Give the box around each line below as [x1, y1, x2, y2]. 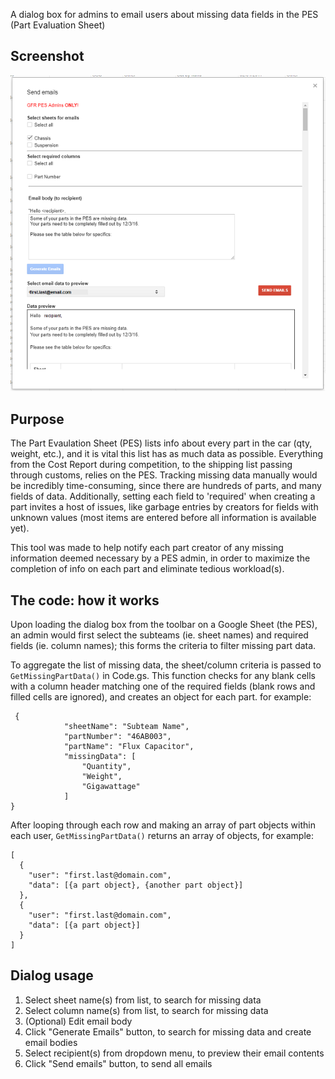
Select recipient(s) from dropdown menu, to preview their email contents [24, 1047, 325, 1059]
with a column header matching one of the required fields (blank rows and [10, 680, 316, 693]
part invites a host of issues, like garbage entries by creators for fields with [10, 501, 319, 513]
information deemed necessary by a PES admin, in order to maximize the [10, 552, 311, 564]
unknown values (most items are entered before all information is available [10, 512, 317, 524]
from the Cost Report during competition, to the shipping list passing [10, 459, 293, 471]
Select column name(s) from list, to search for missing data [24, 1004, 269, 1016]
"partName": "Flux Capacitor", [63, 742, 195, 752]
